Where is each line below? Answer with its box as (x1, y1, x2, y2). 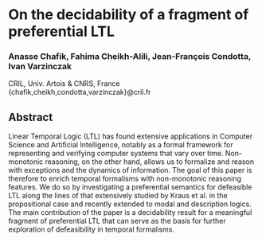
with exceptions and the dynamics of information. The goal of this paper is (8, 166, 252, 175)
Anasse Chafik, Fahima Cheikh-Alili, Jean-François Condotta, (8, 51, 252, 62)
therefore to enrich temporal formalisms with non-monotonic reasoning (8, 174, 241, 184)
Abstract (8, 110, 53, 124)
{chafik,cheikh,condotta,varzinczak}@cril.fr (8, 88, 151, 97)
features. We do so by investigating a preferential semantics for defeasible (8, 182, 252, 192)
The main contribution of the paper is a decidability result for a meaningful (8, 208, 252, 217)
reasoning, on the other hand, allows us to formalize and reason (45, 157, 255, 166)
